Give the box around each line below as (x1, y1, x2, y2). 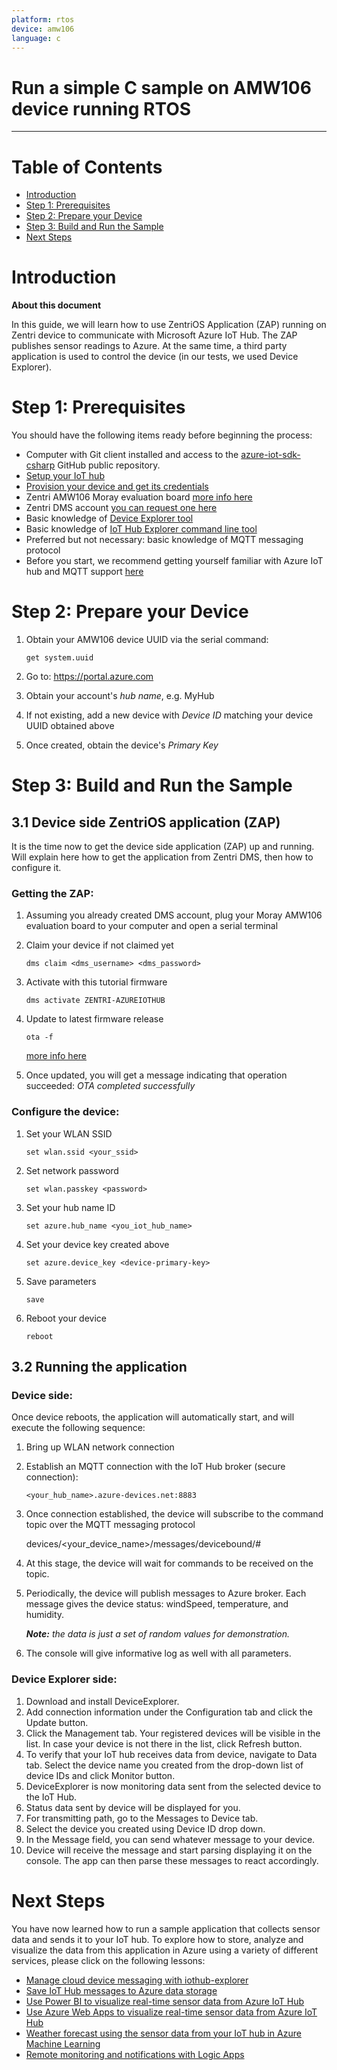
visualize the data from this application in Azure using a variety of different (11, 1944, 319, 1956)
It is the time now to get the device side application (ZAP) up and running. (11, 841, 315, 853)
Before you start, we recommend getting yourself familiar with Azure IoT (25, 555, 324, 567)
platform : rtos (11, 14, 75, 25)
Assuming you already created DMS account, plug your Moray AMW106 (25, 909, 323, 921)
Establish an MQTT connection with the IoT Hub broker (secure (25, 1461, 286, 1473)
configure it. (11, 862, 62, 874)
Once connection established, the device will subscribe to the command (25, 1508, 324, 1520)
